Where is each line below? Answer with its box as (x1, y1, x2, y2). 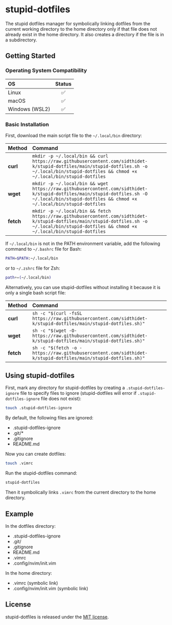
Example (5, 509, 34, 518)
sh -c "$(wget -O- (32, 327, 77, 333)
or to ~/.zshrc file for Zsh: (5, 265, 60, 271)
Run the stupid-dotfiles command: (5, 470, 77, 476)
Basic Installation (5, 121, 49, 128)
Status (55, 80, 72, 87)
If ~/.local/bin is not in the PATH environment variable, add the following (5, 240, 160, 247)
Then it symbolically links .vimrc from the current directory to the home (5, 489, 156, 496)
